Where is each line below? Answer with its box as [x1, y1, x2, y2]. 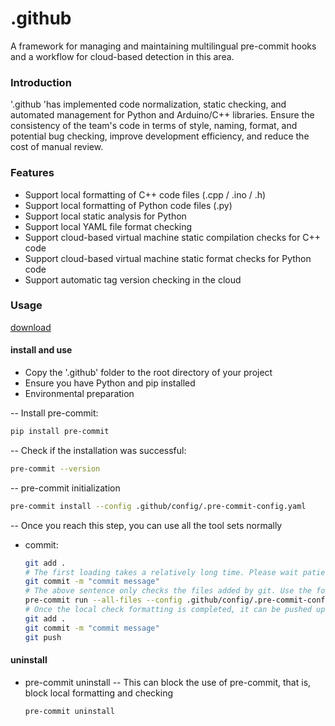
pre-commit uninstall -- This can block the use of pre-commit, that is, [24, 676, 312, 688]
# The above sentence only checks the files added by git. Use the [24, 586, 312, 596]
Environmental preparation [24, 388, 135, 400]
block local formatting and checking [24, 687, 174, 699]
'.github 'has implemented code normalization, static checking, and [10, 98, 287, 111]
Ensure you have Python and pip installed [24, 377, 196, 389]
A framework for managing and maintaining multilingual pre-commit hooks [10, 40, 317, 52]
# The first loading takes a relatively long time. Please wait [24, 567, 299, 577]
